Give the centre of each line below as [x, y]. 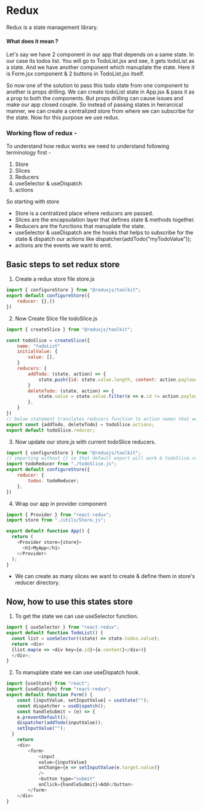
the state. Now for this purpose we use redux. [63, 118]
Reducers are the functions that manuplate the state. [80, 226]
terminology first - [29, 153]
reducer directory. [37, 582]
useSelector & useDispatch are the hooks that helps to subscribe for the [104, 232]
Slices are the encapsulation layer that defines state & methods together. [105, 220]
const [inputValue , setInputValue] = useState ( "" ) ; [83, 700]
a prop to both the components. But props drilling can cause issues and [95, 98]
